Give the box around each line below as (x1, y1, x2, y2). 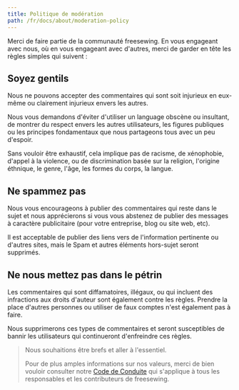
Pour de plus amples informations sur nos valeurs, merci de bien (24, 359, 215, 368)
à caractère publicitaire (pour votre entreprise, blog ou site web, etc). (7, 219, 210, 228)
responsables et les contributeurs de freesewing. (24, 374, 170, 383)
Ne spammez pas (7, 185, 86, 197)
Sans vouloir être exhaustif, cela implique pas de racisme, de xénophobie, (7, 149, 225, 158)
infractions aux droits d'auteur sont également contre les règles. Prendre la (7, 295, 228, 304)
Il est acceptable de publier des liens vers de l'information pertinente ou (7, 233, 219, 242)
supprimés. (7, 248, 41, 257)
